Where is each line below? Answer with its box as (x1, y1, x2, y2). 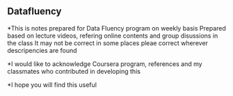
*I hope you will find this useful (7, 80, 97, 89)
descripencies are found (7, 46, 78, 54)
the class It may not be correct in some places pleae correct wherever (7, 38, 209, 47)
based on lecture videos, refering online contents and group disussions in (7, 31, 218, 40)
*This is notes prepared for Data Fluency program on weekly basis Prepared (7, 24, 226, 32)
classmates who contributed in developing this (7, 67, 141, 75)
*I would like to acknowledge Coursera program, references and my (7, 59, 203, 68)
